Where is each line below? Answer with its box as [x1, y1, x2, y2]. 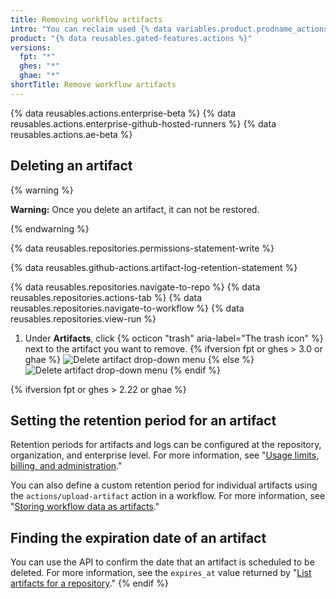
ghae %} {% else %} [24, 353, 255, 365]
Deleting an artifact [10, 157, 133, 175]
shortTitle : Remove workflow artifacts [10, 80, 177, 90]
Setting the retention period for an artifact [10, 412, 277, 429]
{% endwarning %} [10, 222, 90, 235]
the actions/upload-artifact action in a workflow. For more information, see [10, 490, 326, 502]
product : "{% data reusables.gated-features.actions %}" [10, 33, 253, 43]
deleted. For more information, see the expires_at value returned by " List [10, 567, 312, 579]
